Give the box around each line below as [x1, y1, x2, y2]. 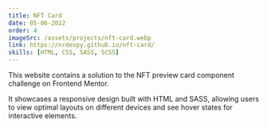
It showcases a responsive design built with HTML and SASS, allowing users [8, 94, 259, 103]
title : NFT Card [8, 11, 62, 20]
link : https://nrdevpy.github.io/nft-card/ [8, 41, 155, 49]
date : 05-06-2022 [8, 19, 66, 27]
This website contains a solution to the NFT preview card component [8, 71, 235, 79]
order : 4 [8, 26, 37, 34]
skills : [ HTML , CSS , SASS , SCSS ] [8, 48, 120, 56]
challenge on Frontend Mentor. [8, 79, 109, 88]
